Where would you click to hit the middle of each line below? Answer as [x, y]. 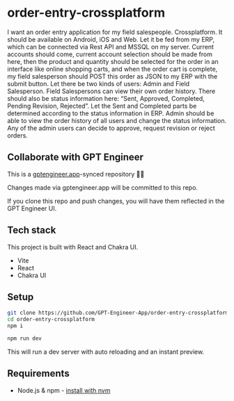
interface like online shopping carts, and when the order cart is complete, [112, 69]
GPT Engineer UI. [32, 208]
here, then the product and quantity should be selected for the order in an [113, 61]
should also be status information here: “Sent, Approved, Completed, [106, 98]
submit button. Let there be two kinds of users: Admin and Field [99, 83]
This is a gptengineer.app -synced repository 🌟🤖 [76, 174]
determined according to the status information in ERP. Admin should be [111, 113]
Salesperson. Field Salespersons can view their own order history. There [111, 91]
